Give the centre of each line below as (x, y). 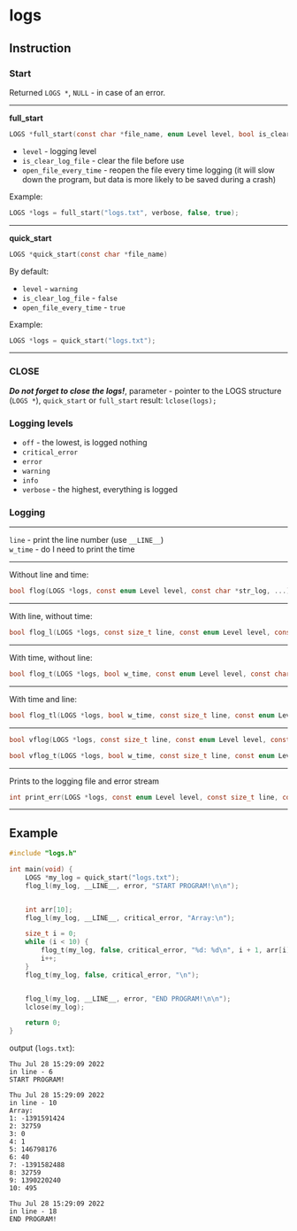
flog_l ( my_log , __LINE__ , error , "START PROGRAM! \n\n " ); (132, 886)
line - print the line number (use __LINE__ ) (87, 540)
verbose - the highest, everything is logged (100, 489)
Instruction (40, 48)
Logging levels (41, 423)
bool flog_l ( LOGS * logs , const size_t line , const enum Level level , (140, 633)
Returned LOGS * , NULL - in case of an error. (88, 92)
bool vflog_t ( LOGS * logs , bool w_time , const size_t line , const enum (142, 755)
